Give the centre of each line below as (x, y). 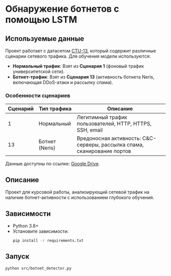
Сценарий (21, 109)
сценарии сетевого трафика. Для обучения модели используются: (78, 56)
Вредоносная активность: (109, 138)
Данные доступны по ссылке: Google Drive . (53, 164)
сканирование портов (104, 151)
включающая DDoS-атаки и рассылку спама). (63, 82)
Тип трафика (55, 109)
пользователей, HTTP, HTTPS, (114, 124)
